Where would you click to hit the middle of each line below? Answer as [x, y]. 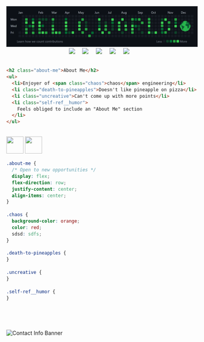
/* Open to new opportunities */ [54, 170]
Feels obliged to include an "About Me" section [80, 109]
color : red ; [27, 227]
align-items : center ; [39, 196]
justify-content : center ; [45, 189]
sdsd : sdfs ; [27, 234]
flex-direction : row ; [39, 183]
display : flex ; [31, 176]
